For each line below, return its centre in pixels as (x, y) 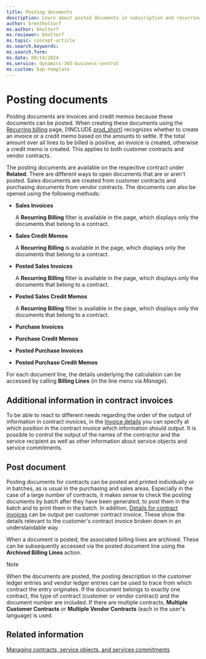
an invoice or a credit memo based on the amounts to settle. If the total (96, 136)
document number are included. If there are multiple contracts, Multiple (97, 602)
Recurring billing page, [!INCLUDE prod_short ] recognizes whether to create (102, 130)
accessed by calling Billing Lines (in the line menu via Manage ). (87, 381)
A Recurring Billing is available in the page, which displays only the (100, 248)
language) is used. (30, 615)
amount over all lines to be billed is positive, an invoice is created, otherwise (102, 142)
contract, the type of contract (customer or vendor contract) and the (93, 596)
